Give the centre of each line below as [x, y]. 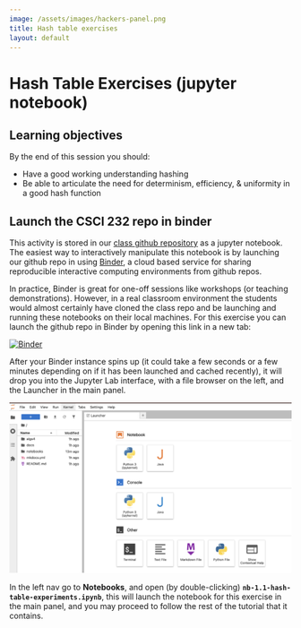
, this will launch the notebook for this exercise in [192, 597]
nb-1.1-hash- [267, 588]
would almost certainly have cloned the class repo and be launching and [143, 308]
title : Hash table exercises [64, 28]
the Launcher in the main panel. [68, 391]
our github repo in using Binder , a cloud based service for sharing [130, 262]
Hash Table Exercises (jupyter [123, 83]
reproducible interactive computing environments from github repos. [136, 271]
